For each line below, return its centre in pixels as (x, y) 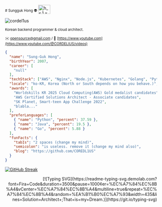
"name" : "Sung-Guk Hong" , (35, 57)
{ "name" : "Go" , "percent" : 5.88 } (49, 129)
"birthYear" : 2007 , (29, 61)
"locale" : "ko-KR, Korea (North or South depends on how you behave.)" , (84, 84)
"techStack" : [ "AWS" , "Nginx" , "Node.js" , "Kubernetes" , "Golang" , (79, 79)
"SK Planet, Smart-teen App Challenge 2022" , (60, 102)
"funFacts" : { (23, 138)
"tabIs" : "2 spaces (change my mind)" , (54, 142)
